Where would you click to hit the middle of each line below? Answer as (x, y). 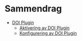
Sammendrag (33, 9)
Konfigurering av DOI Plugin (48, 33)
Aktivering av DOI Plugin (44, 27)
